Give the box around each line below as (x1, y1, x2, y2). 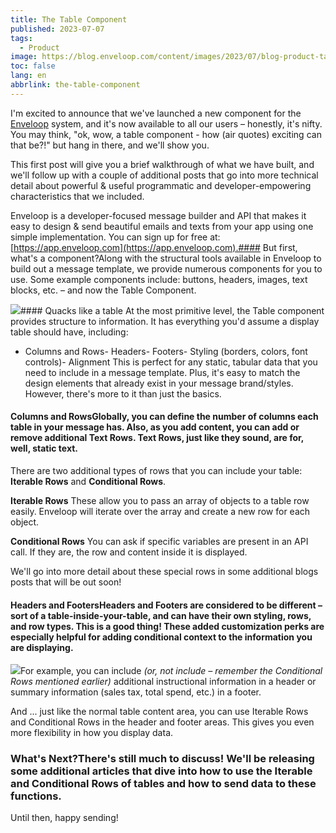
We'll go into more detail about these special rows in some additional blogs (10, 565, 319, 577)
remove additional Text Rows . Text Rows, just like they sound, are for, (10, 432, 305, 444)
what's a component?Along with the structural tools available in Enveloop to (10, 252, 322, 264)
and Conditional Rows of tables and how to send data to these (10, 777, 317, 791)
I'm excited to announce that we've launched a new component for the (10, 107, 302, 119)
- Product (19, 42, 60, 53)
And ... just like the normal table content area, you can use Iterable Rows (10, 706, 309, 718)
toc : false (10, 61, 56, 71)
